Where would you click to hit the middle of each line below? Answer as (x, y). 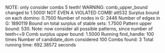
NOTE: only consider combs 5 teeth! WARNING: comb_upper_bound (77, 7)
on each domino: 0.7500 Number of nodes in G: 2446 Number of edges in (83, 18)
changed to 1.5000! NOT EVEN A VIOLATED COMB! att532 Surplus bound (82, 13)
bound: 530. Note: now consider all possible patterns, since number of (79, 29)
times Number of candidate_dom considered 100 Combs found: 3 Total (79, 39)
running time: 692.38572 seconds (41, 45)
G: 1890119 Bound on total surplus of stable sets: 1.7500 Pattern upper (79, 23)
